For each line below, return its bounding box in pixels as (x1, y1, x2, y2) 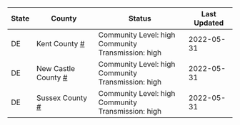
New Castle (36, 64, 75, 73)
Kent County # (36, 39, 85, 48)
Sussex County (36, 93, 88, 102)
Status (128, 13, 151, 23)
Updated (194, 18, 224, 28)
